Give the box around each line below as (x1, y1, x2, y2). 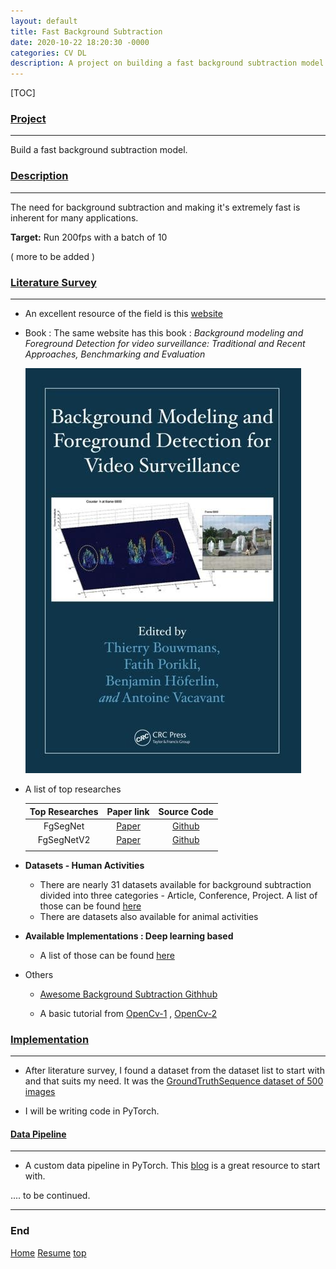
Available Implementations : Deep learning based (24, 930, 234, 942)
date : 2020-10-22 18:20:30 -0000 (10, 37, 150, 47)
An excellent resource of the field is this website (24, 308, 223, 320)
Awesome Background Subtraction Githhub (39, 988, 218, 1000)
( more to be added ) (10, 250, 96, 262)
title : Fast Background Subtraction (10, 26, 163, 37)
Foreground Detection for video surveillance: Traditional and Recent (24, 338, 306, 350)
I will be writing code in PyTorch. (24, 1105, 160, 1117)
